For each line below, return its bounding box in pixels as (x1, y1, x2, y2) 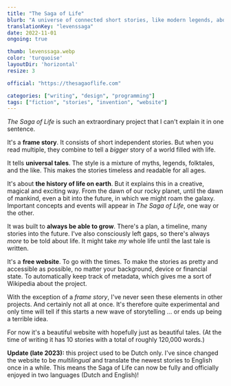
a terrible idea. (7, 315, 48, 323)
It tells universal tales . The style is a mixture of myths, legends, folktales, (7, 159, 215, 167)
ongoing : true (7, 36, 48, 43)
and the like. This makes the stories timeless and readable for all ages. (7, 166, 206, 174)
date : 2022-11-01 (7, 29, 57, 37)
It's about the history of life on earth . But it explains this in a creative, (7, 180, 204, 188)
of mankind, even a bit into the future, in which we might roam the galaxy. (7, 194, 215, 203)
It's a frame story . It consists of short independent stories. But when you (7, 139, 214, 147)
